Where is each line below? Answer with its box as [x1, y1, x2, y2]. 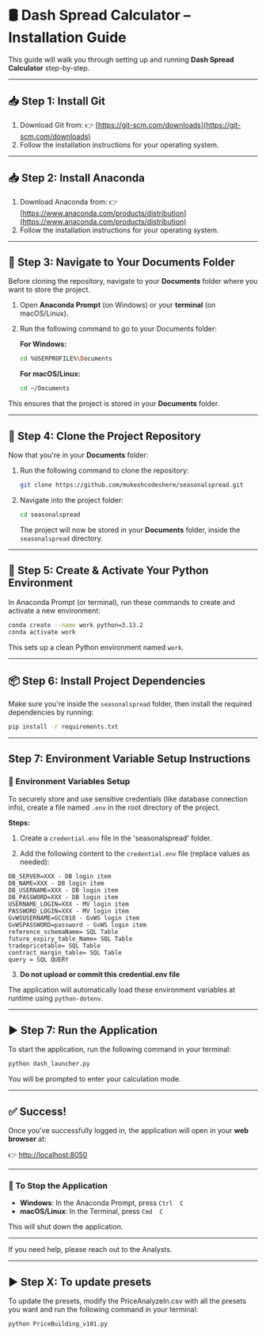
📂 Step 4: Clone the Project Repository [8, 429, 202, 442]
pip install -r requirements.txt [8, 723, 119, 731]
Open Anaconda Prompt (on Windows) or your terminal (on [19, 301, 216, 310]
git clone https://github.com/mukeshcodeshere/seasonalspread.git [19, 480, 244, 488]
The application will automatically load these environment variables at [8, 985, 236, 994]
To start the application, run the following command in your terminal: [8, 1044, 231, 1055]
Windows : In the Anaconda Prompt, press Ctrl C [19, 1198, 184, 1208]
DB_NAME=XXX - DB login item [8, 879, 104, 887]
